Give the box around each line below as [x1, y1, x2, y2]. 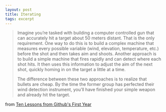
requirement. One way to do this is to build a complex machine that [17, 40, 154, 46]
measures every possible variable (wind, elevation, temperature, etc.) [17, 45, 159, 52]
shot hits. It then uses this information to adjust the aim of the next [17, 61, 153, 67]
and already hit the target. [17, 92, 70, 98]
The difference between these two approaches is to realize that [17, 76, 147, 82]
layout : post [5, 7, 32, 12]
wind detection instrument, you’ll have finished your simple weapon [17, 87, 155, 93]
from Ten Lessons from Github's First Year [5, 102, 92, 108]
